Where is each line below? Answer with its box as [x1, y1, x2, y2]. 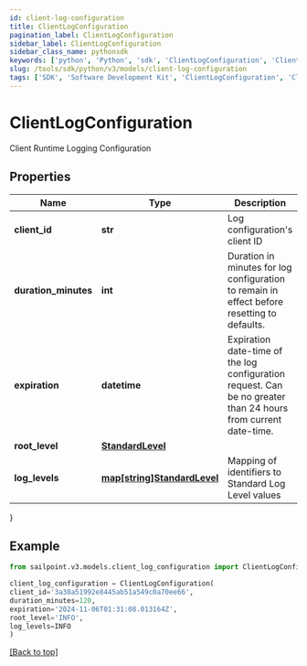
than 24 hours [227, 402, 289, 414]
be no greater [227, 390, 286, 403]
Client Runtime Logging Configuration [9, 143, 152, 154]
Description [234, 196, 286, 209]
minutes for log [227, 261, 292, 274]
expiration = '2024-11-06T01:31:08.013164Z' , [9, 605, 178, 614]
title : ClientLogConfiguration [9, 22, 129, 31]
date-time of [227, 344, 283, 357]
